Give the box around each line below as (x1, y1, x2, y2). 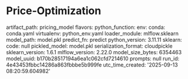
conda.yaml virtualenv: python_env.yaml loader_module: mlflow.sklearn (6, 29, 179, 37)
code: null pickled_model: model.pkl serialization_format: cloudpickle (6, 42, 173, 50)
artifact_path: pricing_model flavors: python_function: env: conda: (6, 24, 166, 31)
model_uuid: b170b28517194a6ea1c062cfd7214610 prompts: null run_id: (6, 55, 180, 62)
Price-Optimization (6, 4, 102, 18)
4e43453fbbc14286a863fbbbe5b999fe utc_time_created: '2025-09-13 (6, 61, 178, 68)
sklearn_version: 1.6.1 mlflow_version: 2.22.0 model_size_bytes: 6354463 (6, 48, 182, 55)
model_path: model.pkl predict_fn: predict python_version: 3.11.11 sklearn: (6, 36, 182, 43)
